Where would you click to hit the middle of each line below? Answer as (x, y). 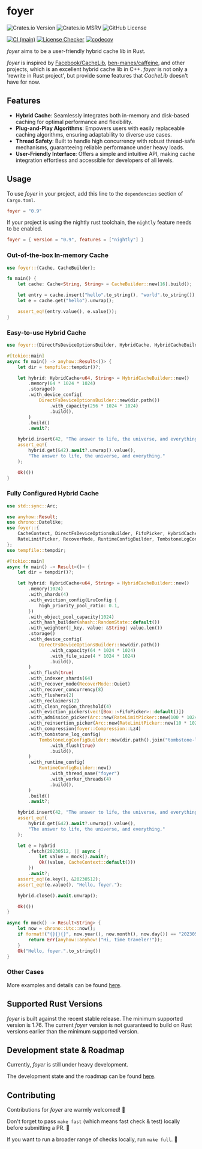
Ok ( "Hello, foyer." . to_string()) (59, 951)
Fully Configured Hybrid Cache (53, 494)
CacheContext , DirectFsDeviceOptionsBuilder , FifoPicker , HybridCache (108, 534)
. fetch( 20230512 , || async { (65, 851)
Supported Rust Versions (55, 1004)
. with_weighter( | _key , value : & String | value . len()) (96, 628)
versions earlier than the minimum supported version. (73, 1031)
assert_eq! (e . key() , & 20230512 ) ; (59, 879)
